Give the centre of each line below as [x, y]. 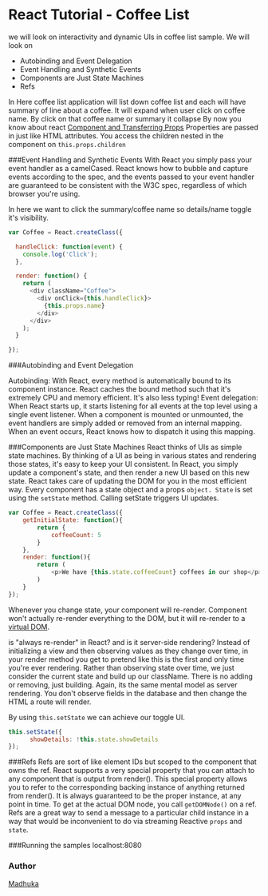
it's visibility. [29, 217]
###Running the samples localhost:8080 [75, 846]
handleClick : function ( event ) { [69, 247]
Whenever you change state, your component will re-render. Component [128, 610]
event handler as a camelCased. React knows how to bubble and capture [128, 168]
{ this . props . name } [74, 305]
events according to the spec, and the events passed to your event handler [132, 177]
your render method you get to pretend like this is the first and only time [126, 659]
